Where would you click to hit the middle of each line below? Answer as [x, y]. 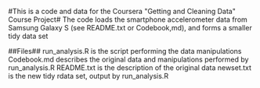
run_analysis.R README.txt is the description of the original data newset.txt [130, 68]
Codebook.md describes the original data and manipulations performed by [128, 59]
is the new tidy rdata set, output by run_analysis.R [88, 76]
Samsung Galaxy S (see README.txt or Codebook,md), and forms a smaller [130, 28]
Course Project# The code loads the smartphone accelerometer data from [128, 19]
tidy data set [28, 36]
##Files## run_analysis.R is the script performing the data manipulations [125, 51]
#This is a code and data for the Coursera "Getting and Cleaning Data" [122, 11]
